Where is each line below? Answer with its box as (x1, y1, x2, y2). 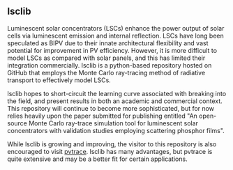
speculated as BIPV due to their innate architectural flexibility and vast (7, 38, 209, 47)
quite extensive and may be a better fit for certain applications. (7, 155, 188, 163)
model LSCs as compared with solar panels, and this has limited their (7, 54, 206, 62)
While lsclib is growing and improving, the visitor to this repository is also (7, 139, 217, 148)
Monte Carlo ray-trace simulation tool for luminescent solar (29, 118, 199, 127)
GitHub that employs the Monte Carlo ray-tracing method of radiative (7, 68, 206, 77)
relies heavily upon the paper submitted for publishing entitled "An (7, 111, 197, 120)
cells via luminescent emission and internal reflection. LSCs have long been (7, 31, 225, 40)
